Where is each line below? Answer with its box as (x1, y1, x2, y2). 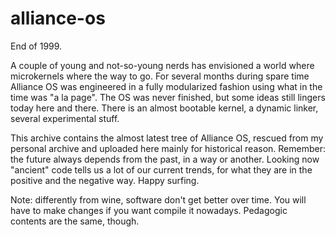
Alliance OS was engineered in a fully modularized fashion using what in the (10, 80, 323, 92)
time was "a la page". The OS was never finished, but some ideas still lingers (10, 91, 326, 103)
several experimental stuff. (10, 112, 120, 124)
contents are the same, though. (10, 215, 140, 227)
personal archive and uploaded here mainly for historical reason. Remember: (10, 142, 326, 154)
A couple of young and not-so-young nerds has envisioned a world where (10, 59, 315, 71)
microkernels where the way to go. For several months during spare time (10, 70, 310, 82)
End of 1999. (10, 40, 63, 52)
